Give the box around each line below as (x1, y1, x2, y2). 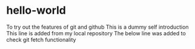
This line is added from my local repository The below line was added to (6, 29, 186, 36)
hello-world (6, 4, 67, 17)
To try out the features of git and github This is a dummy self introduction (6, 23, 189, 30)
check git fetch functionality (6, 36, 76, 43)
